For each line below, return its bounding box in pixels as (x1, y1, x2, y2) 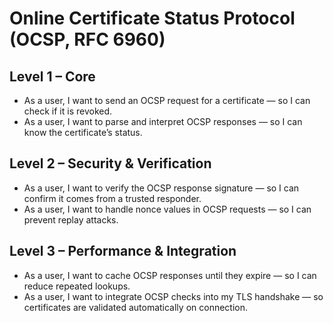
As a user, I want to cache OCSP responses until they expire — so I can (23, 269, 317, 281)
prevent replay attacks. (23, 213, 119, 226)
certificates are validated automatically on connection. (23, 301, 249, 313)
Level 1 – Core (9, 68, 96, 85)
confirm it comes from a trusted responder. (23, 192, 202, 204)
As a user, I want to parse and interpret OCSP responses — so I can (23, 116, 303, 127)
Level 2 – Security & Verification (9, 155, 212, 172)
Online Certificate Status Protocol (9, 7, 296, 30)
